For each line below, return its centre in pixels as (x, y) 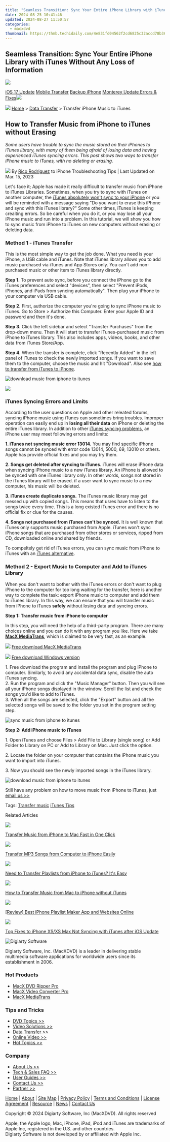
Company (17, 1056)
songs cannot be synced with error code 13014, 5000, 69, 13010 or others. (83, 449)
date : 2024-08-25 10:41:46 (34, 15)
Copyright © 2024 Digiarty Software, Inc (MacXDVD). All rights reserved (81, 1114)
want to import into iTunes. (33, 760)
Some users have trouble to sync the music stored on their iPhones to (78, 144)
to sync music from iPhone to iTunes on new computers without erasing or (83, 224)
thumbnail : (17, 34)
